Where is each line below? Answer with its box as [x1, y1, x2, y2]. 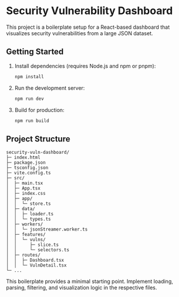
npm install [14, 73, 44, 80]
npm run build [14, 117, 49, 124]
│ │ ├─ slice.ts [6, 242, 59, 248]
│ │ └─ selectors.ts [6, 247, 69, 253]
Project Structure [6, 134, 70, 144]
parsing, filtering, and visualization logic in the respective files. [6, 284, 157, 291]
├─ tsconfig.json [6, 165, 49, 171]
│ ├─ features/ [6, 232, 46, 238]
